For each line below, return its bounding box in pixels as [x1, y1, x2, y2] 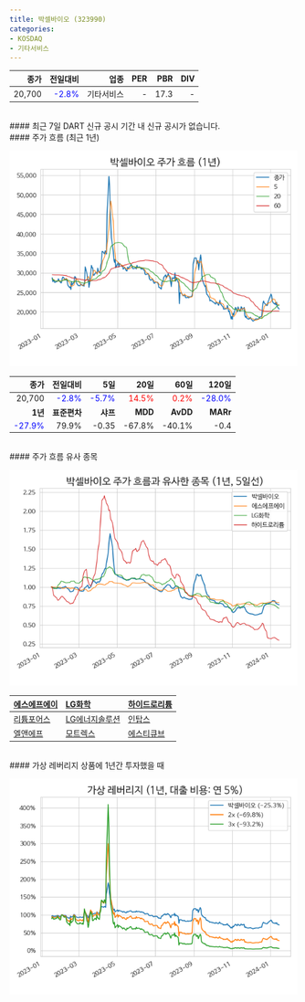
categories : [9, 24, 55, 34]
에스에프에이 [13, 699, 58, 710]
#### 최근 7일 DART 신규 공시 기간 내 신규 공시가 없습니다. [9, 120, 221, 132]
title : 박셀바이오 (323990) [9, 15, 107, 24]
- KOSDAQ [9, 34, 43, 43]
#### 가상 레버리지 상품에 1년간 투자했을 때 [9, 759, 164, 771]
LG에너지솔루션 [65, 713, 121, 724]
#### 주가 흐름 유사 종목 [9, 451, 99, 462]
